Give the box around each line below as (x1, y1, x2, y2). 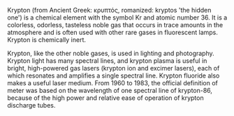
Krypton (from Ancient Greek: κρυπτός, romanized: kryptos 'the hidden (7, 6, 212, 14)
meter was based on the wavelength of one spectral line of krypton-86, (7, 87, 213, 94)
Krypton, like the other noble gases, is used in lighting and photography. (7, 49, 214, 57)
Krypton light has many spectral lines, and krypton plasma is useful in (7, 57, 207, 65)
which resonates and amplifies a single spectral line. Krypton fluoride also (7, 71, 220, 80)
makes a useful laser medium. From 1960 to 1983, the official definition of (7, 79, 219, 87)
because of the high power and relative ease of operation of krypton (7, 94, 204, 102)
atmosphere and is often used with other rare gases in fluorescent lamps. (7, 28, 219, 36)
